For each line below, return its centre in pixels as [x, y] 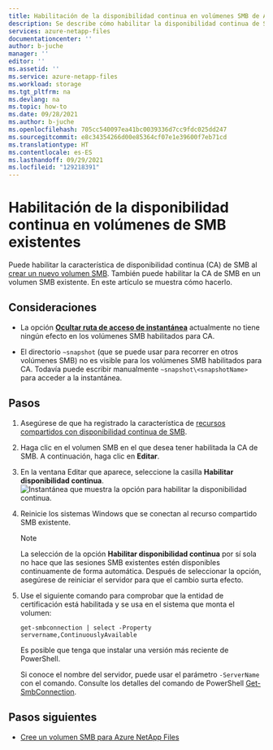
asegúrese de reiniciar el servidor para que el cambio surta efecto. [132, 580]
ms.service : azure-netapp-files [63, 77]
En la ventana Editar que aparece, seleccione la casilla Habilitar [127, 471]
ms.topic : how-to [38, 107]
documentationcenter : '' [50, 39]
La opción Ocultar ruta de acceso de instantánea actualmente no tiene [140, 327]
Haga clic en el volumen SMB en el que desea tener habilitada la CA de [139, 447]
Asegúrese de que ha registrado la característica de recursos [123, 423]
